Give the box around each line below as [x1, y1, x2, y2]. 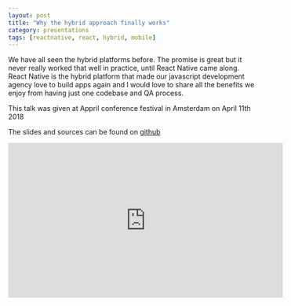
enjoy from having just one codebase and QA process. [8, 88, 184, 98]
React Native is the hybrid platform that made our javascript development [8, 72, 245, 81]
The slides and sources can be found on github [8, 127, 161, 137]
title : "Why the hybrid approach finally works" [8, 19, 170, 27]
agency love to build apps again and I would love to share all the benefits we [8, 80, 255, 90]
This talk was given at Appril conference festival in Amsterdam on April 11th [8, 104, 251, 113]
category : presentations [8, 26, 89, 34]
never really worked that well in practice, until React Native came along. [8, 64, 240, 73]
